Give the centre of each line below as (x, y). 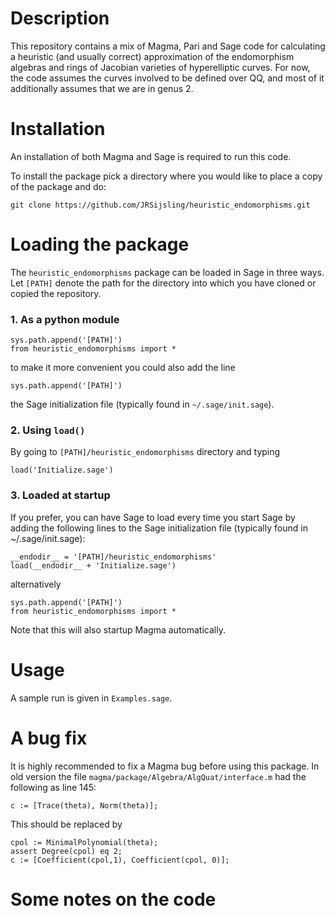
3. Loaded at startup (60, 495)
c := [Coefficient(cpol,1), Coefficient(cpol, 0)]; (120, 860)
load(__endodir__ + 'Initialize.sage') (93, 565)
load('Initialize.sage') (62, 470)
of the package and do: (58, 186)
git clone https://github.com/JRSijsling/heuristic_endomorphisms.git (160, 205)
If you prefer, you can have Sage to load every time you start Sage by (153, 517)
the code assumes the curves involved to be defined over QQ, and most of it (167, 78)
